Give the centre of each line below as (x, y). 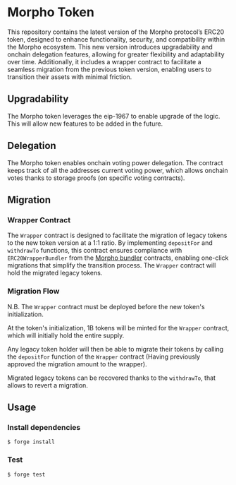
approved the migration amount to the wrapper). (77, 364)
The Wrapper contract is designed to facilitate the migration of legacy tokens (117, 235)
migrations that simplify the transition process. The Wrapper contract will (112, 265)
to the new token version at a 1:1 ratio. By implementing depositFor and (110, 243)
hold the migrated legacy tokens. (55, 273)
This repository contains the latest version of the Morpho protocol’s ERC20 (116, 32)
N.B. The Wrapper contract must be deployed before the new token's (106, 306)
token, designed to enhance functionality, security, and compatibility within (116, 39)
